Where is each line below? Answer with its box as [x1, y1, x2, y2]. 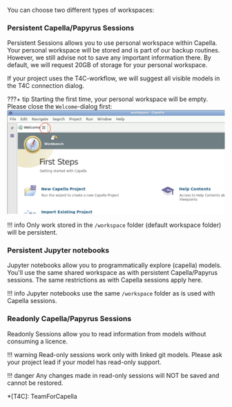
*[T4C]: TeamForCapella [7, 392, 77, 400]
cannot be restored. [7, 379, 64, 387]
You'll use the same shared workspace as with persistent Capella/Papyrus [7, 269, 218, 277]
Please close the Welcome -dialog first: [7, 102, 113, 111]
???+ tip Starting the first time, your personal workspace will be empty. [7, 95, 209, 103]
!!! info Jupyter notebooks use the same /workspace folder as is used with [7, 289, 215, 298]
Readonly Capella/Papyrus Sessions [7, 314, 132, 324]
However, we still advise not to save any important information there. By [7, 53, 212, 62]
